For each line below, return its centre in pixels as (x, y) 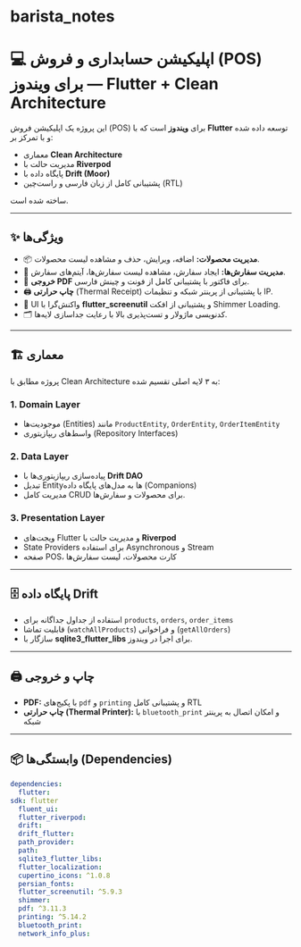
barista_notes (63, 17)
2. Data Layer (40, 456)
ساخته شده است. (40, 201)
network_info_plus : (54, 934)
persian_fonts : (46, 884)
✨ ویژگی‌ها (37, 237)
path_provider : (46, 842)
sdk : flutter (34, 800)
